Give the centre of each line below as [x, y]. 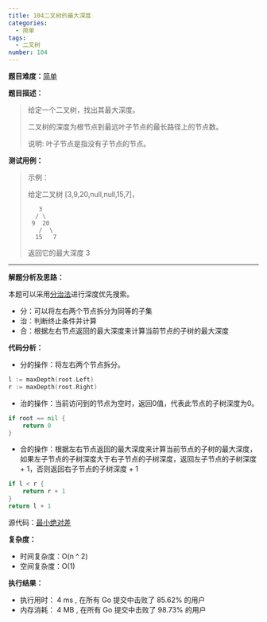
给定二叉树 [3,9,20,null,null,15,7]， [83, 194]
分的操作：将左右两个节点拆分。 [72, 365]
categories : [28, 23]
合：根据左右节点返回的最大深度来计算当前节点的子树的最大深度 [124, 331]
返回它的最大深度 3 [59, 253]
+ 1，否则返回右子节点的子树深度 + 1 [79, 469]
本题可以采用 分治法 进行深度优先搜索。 [71, 294]
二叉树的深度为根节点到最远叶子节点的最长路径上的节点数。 [125, 127]
